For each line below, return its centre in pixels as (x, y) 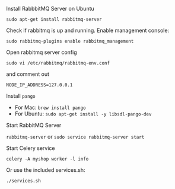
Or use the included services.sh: (46, 170)
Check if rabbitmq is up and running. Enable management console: (88, 30)
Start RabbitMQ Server (34, 125)
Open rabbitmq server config (42, 52)
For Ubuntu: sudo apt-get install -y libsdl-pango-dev (83, 114)
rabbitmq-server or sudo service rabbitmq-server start (75, 137)
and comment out (28, 74)
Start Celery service (31, 148)
